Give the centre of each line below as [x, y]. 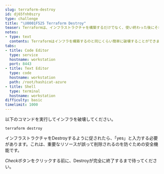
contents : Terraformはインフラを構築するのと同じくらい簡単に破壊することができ [83, 41]
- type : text [18, 37]
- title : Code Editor [27, 50]
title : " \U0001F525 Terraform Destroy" [46, 23]
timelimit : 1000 [21, 105]
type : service [24, 55]
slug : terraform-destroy [30, 10]
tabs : [10, 46]
